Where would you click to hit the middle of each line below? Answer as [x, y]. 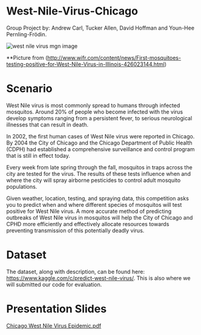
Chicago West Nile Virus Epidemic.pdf [54, 325]
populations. [22, 186]
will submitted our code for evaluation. [54, 284]
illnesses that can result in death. [48, 125]
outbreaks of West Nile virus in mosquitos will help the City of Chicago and [100, 217]
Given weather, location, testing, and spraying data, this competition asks [98, 198]
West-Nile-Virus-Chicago [72, 11]
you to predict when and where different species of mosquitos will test [94, 204]
